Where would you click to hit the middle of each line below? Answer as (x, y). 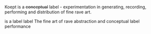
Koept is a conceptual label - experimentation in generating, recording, (75, 7)
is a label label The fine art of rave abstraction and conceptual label (72, 21)
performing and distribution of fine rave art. (48, 12)
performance (18, 26)
